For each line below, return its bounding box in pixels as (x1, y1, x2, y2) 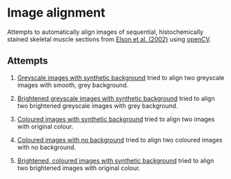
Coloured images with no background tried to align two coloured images (17, 135, 223, 144)
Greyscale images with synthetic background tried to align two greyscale (17, 73, 225, 82)
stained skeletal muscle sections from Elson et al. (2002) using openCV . (7, 35, 212, 43)
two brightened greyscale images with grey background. (17, 102, 178, 110)
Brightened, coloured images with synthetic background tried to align (17, 156, 214, 164)
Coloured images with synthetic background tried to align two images (17, 115, 215, 123)
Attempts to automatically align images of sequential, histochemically (7, 28, 203, 36)
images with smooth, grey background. (17, 81, 129, 89)
